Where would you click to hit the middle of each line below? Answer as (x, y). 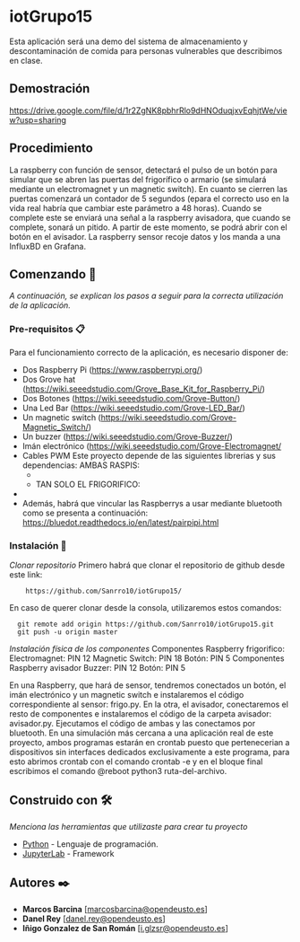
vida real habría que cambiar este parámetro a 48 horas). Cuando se (136, 207)
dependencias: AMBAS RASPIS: (81, 465)
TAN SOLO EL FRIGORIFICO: (88, 484)
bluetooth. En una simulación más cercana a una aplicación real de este (141, 733)
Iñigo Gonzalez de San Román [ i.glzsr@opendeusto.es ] (125, 928)
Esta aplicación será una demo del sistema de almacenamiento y (129, 41)
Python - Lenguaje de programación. (90, 844)
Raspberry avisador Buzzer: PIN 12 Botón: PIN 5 (98, 667)
